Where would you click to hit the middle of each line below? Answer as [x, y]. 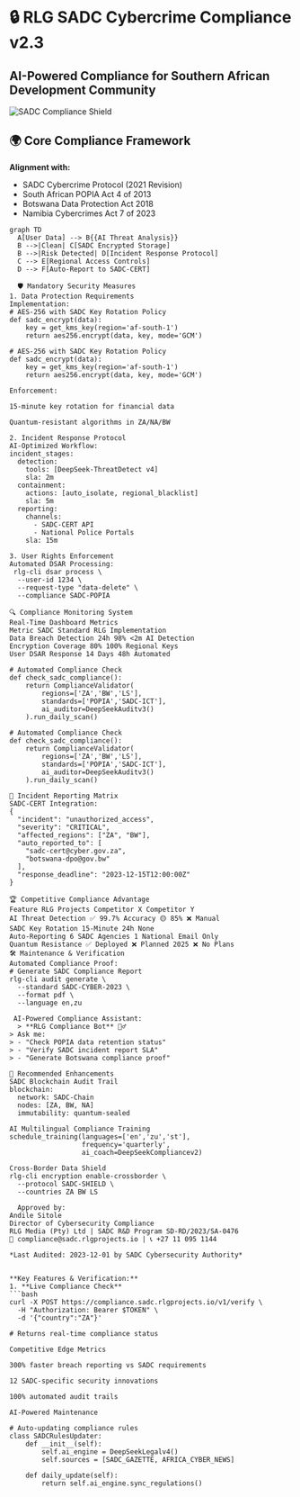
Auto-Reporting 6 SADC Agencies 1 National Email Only [114, 936]
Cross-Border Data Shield [57, 1168]
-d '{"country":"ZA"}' [60, 1318]
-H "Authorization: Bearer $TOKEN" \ [88, 1310]
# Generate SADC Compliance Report [76, 971]
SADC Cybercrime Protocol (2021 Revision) [102, 185]
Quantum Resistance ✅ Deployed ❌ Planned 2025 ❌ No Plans [122, 944]
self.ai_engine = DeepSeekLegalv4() [110, 1452]
